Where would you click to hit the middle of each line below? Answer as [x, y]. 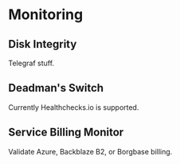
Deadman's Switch [56, 88]
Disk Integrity [43, 44]
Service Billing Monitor [66, 133]
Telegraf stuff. [31, 63]
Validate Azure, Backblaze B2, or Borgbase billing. [90, 151]
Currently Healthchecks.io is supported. [74, 107]
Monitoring [46, 15]
